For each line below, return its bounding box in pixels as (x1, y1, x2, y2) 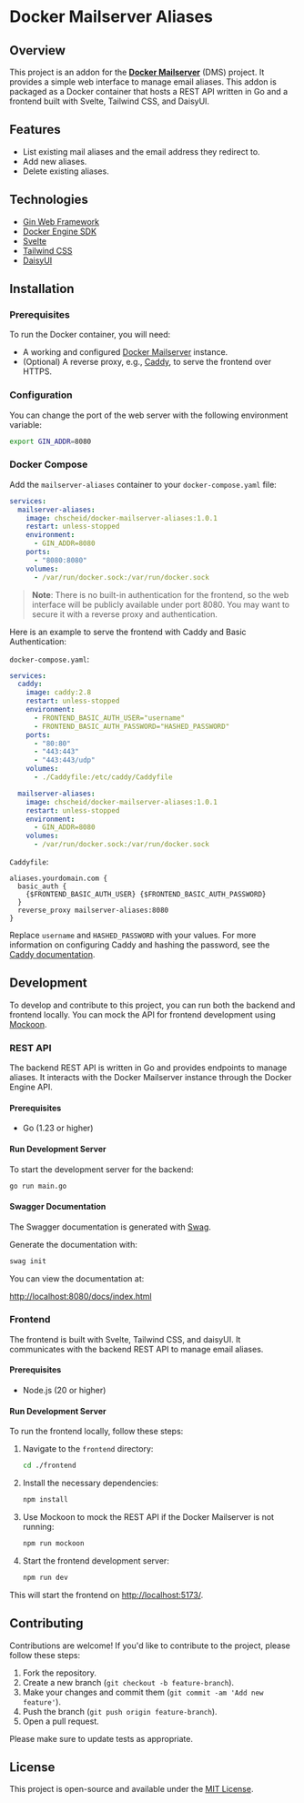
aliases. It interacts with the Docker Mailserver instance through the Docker (9, 1072, 292, 1083)
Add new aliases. (22, 156, 87, 167)
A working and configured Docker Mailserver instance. (22, 347, 228, 358)
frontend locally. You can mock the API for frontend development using (9, 1008, 276, 1020)
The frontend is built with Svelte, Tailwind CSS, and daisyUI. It (9, 1333, 241, 1344)
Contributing (9, 1616, 84, 1631)
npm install (22, 1495, 68, 1504)
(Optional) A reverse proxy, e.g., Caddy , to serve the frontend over (22, 357, 271, 368)
